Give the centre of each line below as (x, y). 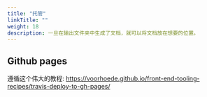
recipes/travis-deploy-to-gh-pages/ (59, 87)
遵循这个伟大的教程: (36, 79)
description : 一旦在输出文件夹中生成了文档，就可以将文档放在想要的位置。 (103, 33)
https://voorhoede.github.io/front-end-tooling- (133, 79)
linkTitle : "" (28, 20)
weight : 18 (23, 26)
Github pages (37, 61)
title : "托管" (27, 14)
